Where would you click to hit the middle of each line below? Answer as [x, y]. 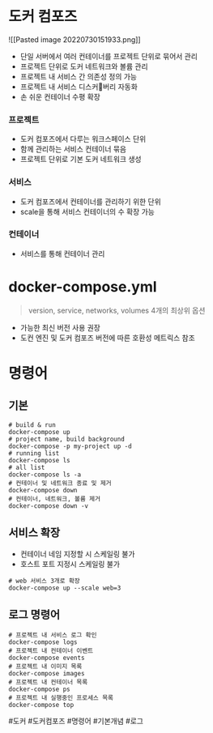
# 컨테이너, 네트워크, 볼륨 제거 [55, 499]
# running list [34, 453]
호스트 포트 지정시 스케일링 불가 [70, 564]
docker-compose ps [39, 689]
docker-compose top [41, 705]
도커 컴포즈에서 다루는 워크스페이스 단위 [83, 139]
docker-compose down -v [49, 506]
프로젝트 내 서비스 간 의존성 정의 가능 [79, 76]
